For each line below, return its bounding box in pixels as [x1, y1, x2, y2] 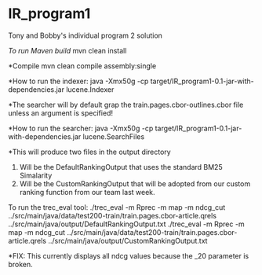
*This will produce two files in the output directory [8, 147, 171, 156]
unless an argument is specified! [8, 108, 114, 118]
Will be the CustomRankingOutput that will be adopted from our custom [19, 178, 251, 189]
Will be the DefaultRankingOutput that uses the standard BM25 [19, 162, 223, 171]
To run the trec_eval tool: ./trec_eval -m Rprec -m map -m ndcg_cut [8, 202, 226, 212]
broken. [8, 259, 33, 269]
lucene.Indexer [66, 84, 115, 94]
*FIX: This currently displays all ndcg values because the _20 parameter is [8, 251, 249, 260]
